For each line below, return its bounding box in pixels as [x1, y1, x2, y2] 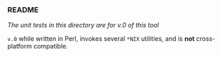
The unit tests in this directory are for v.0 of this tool [7, 21, 160, 30]
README [7, 5, 39, 15]
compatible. [33, 42, 69, 51]
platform [7, 42, 32, 51]
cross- [196, 34, 216, 43]
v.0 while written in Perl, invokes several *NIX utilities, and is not [7, 34, 195, 43]
